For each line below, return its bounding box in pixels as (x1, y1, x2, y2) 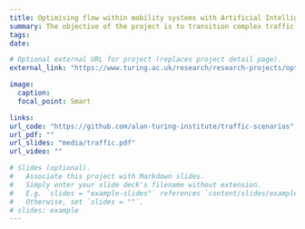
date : (9, 38, 30, 48)
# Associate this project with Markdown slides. (9, 172, 205, 181)
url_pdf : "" (9, 130, 54, 139)
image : (9, 80, 34, 89)
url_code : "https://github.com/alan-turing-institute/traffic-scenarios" (9, 122, 295, 131)
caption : (17, 88, 51, 97)
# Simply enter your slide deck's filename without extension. (9, 180, 261, 189)
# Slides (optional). (9, 164, 92, 173)
